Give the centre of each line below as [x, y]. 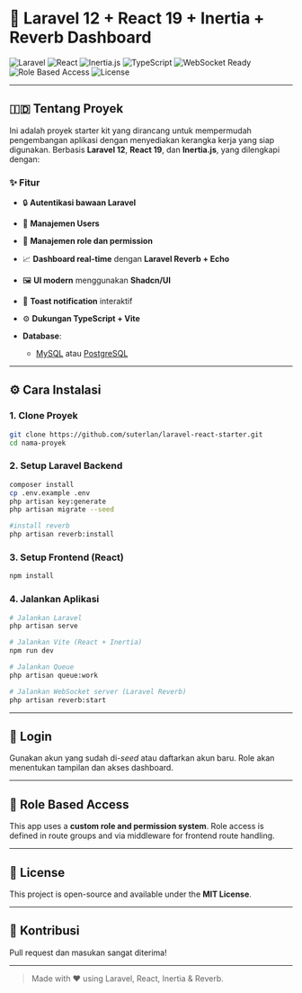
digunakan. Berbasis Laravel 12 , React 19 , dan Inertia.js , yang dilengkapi [145, 149]
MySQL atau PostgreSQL [82, 354]
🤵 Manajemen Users [61, 223]
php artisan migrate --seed [62, 510]
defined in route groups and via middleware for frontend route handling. [142, 835]
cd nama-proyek [38, 443]
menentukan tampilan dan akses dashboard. [91, 768]
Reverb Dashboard [80, 37]
